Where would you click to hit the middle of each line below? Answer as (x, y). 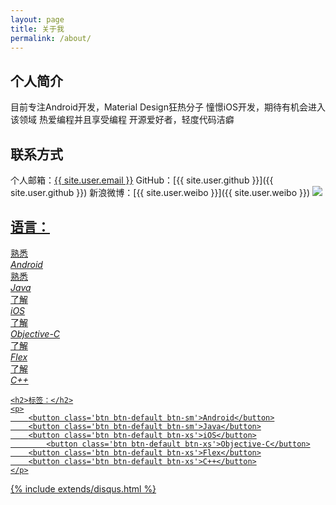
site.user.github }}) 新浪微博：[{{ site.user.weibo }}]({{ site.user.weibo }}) (160, 192)
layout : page (37, 19)
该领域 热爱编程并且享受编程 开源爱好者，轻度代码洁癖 (122, 120)
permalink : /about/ (51, 38)
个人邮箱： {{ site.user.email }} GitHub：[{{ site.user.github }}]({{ (142, 180)
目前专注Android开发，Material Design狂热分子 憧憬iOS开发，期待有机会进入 (168, 107)
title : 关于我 (37, 29)
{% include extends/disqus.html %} (83, 488)
